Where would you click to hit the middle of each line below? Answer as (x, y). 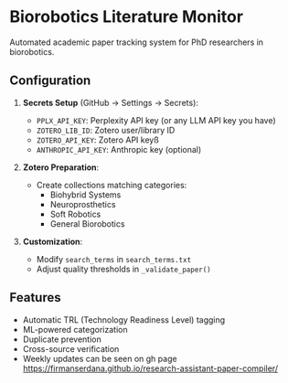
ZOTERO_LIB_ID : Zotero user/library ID (106, 130)
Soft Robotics (75, 214)
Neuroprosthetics (83, 204)
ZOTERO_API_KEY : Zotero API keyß (98, 140)
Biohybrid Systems (85, 195)
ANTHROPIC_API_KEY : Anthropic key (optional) (119, 149)
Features (35, 298)
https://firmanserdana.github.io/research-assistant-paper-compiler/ (150, 368)
